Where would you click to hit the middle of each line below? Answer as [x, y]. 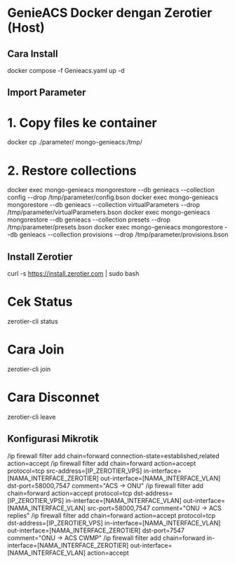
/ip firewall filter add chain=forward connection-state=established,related [113, 456]
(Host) [26, 28]
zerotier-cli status [33, 321]
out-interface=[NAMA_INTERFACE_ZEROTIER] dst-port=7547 [96, 530]
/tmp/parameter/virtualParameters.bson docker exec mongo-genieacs [109, 213]
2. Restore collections [72, 170]
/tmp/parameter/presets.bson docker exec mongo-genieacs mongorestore [115, 227]
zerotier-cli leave [32, 417]
